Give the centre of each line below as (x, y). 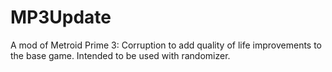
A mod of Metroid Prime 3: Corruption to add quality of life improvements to (166, 45)
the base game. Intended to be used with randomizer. (120, 55)
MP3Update (61, 17)
